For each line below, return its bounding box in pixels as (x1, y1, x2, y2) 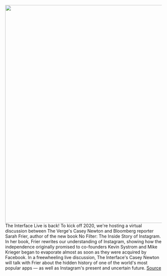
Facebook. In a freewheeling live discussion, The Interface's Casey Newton (5, 255, 160, 260)
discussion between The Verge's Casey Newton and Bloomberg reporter (5, 228, 154, 234)
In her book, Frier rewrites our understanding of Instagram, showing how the (5, 239, 162, 244)
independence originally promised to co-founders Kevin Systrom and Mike (5, 244, 158, 250)
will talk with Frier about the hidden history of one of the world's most (5, 260, 148, 266)
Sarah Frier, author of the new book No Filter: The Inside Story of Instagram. (5, 233, 161, 239)
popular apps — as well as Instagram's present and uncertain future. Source (5, 265, 162, 271)
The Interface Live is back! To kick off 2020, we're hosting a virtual (5, 223, 142, 229)
